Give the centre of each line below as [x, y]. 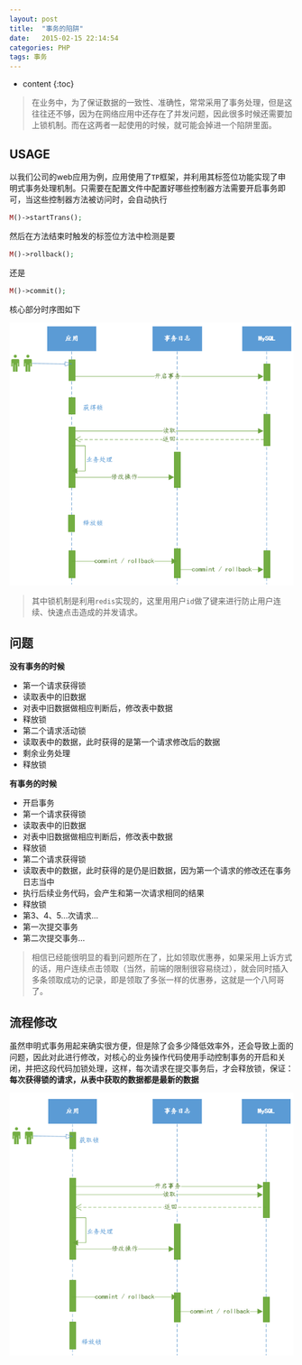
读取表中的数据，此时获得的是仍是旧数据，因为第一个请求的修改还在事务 [156, 871]
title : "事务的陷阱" [46, 28]
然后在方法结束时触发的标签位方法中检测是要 [92, 235]
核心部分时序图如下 [45, 309]
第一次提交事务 [50, 927]
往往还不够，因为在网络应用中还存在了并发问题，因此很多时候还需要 [158, 114]
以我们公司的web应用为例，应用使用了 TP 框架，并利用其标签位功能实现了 [144, 177]
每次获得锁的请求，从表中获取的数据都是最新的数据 [104, 1080]
